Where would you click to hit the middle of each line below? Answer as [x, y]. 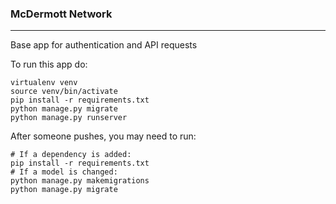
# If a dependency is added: [71, 155]
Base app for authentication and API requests [104, 45]
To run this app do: [49, 64]
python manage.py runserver [69, 118]
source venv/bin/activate [64, 92]
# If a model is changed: [64, 172]
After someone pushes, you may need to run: [103, 136]
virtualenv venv [44, 83]
